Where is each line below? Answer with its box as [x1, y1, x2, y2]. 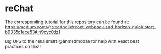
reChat [5, 3, 34, 14]
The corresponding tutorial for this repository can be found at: [5, 19, 130, 25]
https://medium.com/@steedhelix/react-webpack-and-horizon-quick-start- [5, 24, 156, 29]
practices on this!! [5, 43, 41, 49]
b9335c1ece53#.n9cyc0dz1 [5, 29, 61, 35]
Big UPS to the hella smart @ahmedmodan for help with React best [5, 38, 140, 44]
